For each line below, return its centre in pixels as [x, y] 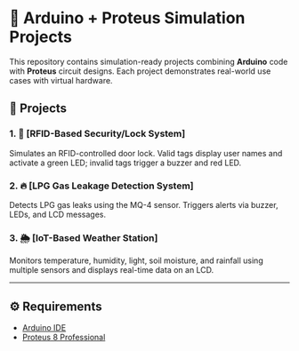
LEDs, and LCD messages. [58, 214]
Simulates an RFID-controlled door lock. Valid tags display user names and [146, 153]
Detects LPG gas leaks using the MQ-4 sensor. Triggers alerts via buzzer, [144, 204]
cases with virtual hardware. [61, 80]
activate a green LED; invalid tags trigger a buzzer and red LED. [125, 163]
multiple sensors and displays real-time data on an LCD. [112, 270]
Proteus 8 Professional [64, 338]
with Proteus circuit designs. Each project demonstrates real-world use [140, 71]
